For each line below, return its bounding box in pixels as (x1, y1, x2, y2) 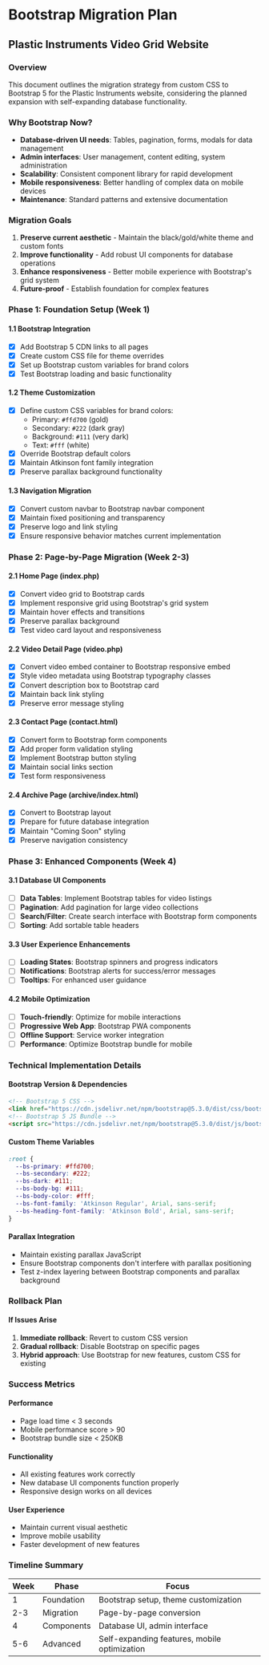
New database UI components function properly (19, 1478, 179, 1488)
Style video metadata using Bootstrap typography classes (19, 671, 211, 681)
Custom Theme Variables (8, 1137, 94, 1147)
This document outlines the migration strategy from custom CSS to (8, 79, 229, 89)
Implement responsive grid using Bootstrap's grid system (19, 598, 209, 607)
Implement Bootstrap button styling (19, 753, 137, 763)
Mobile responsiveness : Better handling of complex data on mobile (19, 178, 244, 188)
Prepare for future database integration (19, 816, 150, 827)
